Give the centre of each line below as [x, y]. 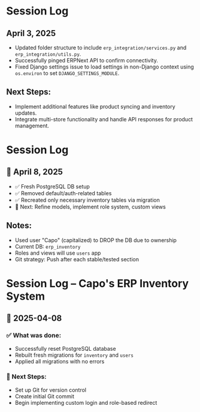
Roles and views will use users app [58, 253]
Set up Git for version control [51, 390]
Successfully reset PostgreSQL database [65, 348]
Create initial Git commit [45, 396]
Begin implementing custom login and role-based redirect [86, 402]
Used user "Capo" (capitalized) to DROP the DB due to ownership [96, 240]
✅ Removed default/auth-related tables [63, 193]
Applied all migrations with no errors [60, 361]
